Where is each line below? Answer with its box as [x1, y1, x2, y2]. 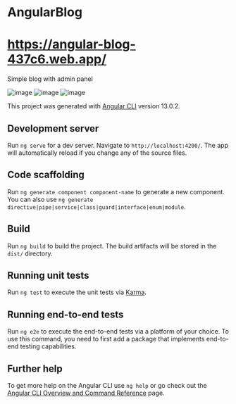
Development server [7, 122, 99, 134]
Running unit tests [7, 269, 89, 282]
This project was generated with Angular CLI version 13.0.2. [7, 102, 181, 111]
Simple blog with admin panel [7, 75, 93, 83]
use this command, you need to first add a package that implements [7, 335, 205, 343]
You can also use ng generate [7, 195, 94, 203]
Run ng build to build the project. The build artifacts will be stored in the [7, 241, 217, 250]
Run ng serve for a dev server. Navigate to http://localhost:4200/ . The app [7, 141, 229, 149]
